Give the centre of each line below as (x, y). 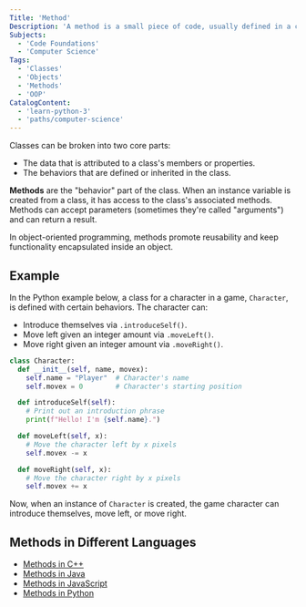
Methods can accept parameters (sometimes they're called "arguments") (147, 210)
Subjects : (28, 35)
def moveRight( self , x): (65, 469)
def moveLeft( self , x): (62, 437)
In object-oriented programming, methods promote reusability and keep (144, 237)
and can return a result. (53, 220)
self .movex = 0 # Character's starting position (134, 386)
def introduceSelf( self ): (67, 403)
